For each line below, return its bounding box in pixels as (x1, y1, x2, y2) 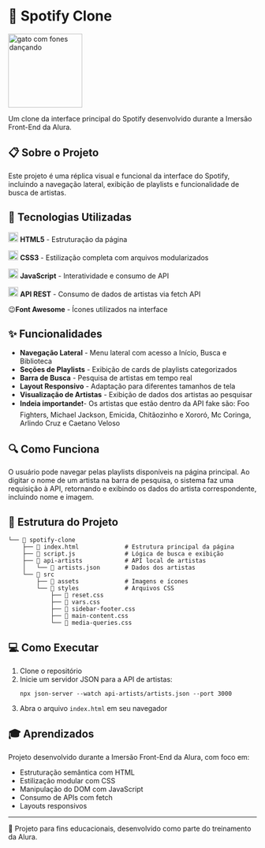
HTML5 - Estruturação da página (19, 234, 128, 244)
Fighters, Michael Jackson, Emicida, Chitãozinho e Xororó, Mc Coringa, (19, 410, 252, 420)
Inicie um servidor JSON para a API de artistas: (19, 674, 173, 684)
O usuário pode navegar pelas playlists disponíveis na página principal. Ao (8, 467, 250, 477)
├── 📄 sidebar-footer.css (50, 605, 136, 613)
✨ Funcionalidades (8, 327, 103, 340)
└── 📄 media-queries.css (50, 619, 132, 627)
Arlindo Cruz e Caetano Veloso (19, 418, 121, 428)
